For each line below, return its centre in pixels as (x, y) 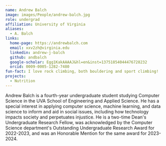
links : (12, 39)
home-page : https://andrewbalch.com (49, 43)
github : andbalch (28, 57)
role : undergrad (22, 19)
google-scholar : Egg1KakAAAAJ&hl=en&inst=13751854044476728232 (78, 62)
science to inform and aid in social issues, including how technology (77, 111)
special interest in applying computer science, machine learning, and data (83, 106)
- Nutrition (23, 81)
